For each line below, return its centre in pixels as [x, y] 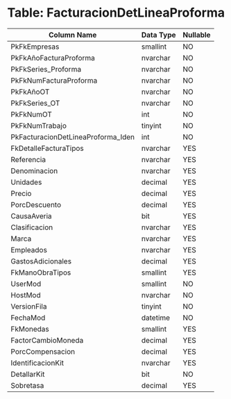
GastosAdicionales [41, 261]
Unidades [26, 182]
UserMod [26, 284]
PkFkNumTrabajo [39, 125]
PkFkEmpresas [35, 47]
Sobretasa [27, 385]
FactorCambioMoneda [47, 340]
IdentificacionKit [37, 363]
